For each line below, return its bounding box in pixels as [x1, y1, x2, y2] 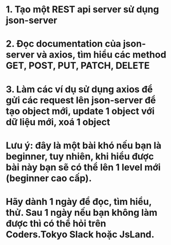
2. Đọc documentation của [6, 38, 121, 50]
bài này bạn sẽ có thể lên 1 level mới [6, 161, 161, 173]
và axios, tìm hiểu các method [36, 49, 166, 61]
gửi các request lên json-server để [6, 94, 156, 106]
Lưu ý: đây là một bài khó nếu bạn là [6, 140, 162, 151]
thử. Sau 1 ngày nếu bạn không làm [6, 206, 158, 218]
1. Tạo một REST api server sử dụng [6, 4, 159, 15]
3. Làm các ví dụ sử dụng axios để [6, 83, 153, 95]
